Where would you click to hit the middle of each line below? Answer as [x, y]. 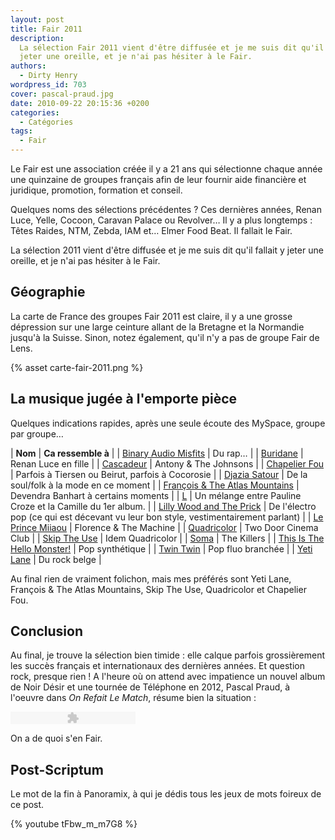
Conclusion [47, 631]
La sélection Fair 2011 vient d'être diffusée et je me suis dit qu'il [172, 47]
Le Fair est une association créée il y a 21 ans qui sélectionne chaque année [166, 169]
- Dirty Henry [48, 76]
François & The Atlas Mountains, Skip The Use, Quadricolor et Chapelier [158, 589]
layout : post [37, 19]
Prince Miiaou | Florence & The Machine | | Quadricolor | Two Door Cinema [164, 527]
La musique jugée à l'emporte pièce [124, 399]
